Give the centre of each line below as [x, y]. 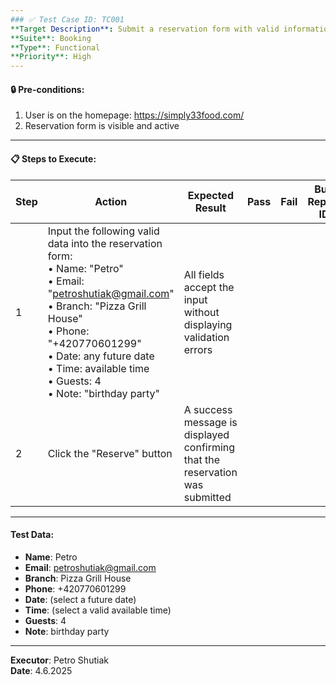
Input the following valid [103, 231]
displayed [206, 434]
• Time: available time [98, 368]
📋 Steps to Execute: [53, 158]
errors [198, 349]
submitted [207, 497]
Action [111, 201]
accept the [209, 287]
